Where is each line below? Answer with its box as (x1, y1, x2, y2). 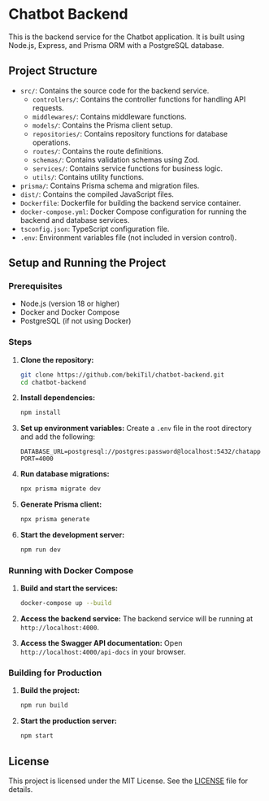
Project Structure (8, 64, 98, 78)
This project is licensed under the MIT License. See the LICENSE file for (8, 776, 249, 786)
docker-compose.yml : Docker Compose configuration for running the (20, 207, 247, 216)
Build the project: (20, 686, 80, 695)
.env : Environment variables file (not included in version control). (20, 233, 237, 242)
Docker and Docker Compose (20, 307, 120, 317)
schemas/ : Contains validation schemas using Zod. (32, 155, 200, 164)
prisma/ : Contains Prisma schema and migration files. (20, 181, 200, 190)
